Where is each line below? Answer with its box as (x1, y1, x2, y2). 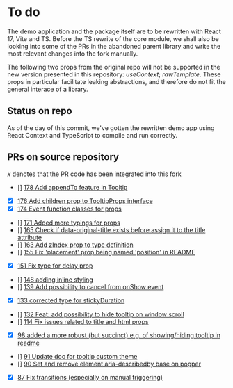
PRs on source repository (7, 151, 120, 163)
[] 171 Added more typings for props (17, 218, 120, 227)
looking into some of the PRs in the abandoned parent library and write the (7, 42, 221, 50)
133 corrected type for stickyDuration (17, 296, 125, 305)
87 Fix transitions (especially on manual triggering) (17, 373, 163, 381)
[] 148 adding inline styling (17, 275, 94, 284)
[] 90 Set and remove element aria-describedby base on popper (17, 359, 202, 368)
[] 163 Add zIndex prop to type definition (17, 241, 134, 249)
